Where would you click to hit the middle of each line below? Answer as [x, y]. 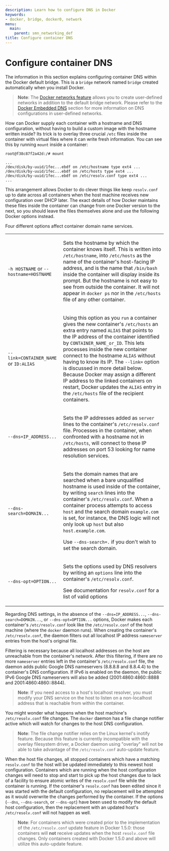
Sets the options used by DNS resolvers [110, 566]
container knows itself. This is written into [112, 249]
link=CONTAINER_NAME [32, 358]
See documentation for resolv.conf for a [111, 590]
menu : [11, 24]
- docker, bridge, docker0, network [44, 19]
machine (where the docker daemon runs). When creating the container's [81, 630]
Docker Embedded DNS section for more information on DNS [81, 108]
